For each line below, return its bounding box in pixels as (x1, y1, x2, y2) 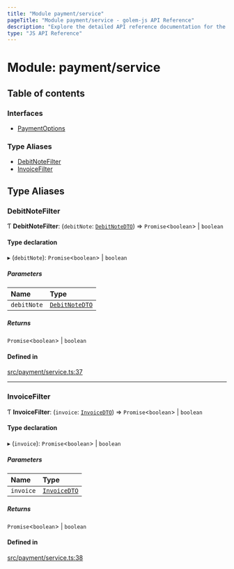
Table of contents (7, 87, 85, 99)
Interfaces (7, 108, 43, 118)
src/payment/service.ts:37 (7, 368, 83, 376)
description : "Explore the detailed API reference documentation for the (7, 23, 226, 30)
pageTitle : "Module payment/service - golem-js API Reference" (7, 17, 195, 24)
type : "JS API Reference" (7, 29, 82, 37)
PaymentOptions (17, 124, 65, 133)
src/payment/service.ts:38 (7, 554, 84, 562)
